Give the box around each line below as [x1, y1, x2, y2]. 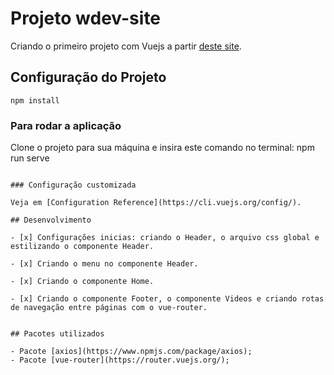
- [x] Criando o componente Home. [10, 277, 155, 287]
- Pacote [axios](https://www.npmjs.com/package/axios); [10, 347, 253, 357]
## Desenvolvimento [10, 215, 92, 226]
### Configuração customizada [10, 180, 137, 191]
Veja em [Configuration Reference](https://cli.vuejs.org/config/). [10, 198, 302, 208]
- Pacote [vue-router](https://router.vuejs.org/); [10, 355, 230, 366]
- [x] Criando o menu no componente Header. [10, 259, 199, 269]
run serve [10, 152, 50, 164]
